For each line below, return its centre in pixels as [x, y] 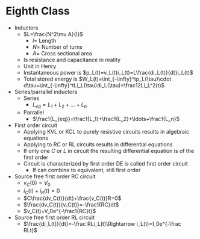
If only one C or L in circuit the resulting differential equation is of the [109, 151]
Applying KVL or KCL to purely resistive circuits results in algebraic [106, 131]
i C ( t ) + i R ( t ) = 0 [42, 191]
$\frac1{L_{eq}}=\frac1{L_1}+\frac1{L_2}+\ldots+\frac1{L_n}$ [106, 119]
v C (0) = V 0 [37, 183]
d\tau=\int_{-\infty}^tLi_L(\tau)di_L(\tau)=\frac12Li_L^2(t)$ [94, 85]
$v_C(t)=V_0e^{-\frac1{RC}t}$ [60, 211]
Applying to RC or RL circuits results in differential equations [98, 144]
